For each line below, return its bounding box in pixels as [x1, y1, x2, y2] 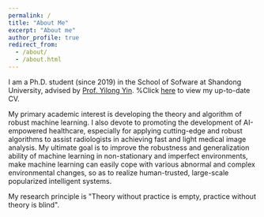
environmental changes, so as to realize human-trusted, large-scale [8, 167, 229, 178]
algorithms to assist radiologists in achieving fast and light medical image [8, 134, 247, 144]
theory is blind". [8, 200, 60, 209]
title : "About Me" [8, 19, 69, 27]
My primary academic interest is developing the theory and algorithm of [8, 109, 243, 118]
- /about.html [15, 56, 62, 64]
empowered [8, 125, 47, 135]
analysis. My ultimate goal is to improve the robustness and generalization [8, 143, 250, 152]
